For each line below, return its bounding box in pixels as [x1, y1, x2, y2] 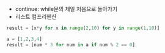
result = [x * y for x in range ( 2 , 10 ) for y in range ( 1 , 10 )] [6, 25, 160, 31]
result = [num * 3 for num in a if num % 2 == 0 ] [6, 41, 136, 48]
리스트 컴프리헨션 [15, 13, 57, 20]
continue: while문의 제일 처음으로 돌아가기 [15, 5, 118, 12]
